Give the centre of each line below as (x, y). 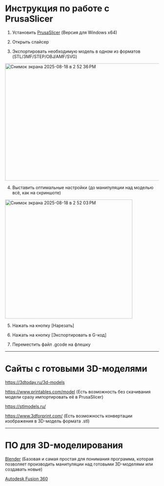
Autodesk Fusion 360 (27, 479)
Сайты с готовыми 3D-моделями (76, 369)
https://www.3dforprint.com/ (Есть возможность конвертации (69, 416)
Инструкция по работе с (57, 9)
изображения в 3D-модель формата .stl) (47, 421)
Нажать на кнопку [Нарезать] (43, 325)
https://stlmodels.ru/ (26, 406)
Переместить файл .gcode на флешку (51, 344)
